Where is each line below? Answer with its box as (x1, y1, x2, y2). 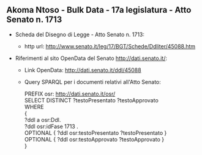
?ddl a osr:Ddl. (24, 116, 61, 123)
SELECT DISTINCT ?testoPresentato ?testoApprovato (24, 96, 159, 104)
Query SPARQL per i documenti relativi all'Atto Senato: (24, 78, 161, 85)
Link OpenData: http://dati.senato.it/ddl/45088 (24, 66, 142, 74)
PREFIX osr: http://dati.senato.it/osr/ (24, 90, 116, 97)
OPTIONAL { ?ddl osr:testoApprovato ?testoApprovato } (24, 135, 165, 143)
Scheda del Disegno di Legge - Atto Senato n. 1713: (15, 31, 145, 38)
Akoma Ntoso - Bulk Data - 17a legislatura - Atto (6, 5, 192, 15)
